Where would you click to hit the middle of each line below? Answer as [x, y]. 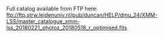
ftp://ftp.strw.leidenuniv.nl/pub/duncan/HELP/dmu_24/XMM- [82, 15]
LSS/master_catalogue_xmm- [43, 21]
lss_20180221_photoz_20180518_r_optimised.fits [67, 27]
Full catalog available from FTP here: [52, 9]
